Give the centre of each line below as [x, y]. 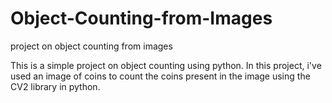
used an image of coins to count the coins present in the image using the [160, 76]
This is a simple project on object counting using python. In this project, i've [166, 65]
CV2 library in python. [55, 86]
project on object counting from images [91, 46]
